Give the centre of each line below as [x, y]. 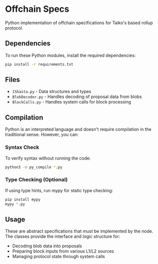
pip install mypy [23, 199]
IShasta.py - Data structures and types [52, 92]
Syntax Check [22, 147]
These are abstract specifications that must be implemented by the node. [79, 231]
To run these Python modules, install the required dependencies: [70, 55]
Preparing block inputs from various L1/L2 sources [63, 251]
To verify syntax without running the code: [48, 158]
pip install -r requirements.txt [39, 64]
